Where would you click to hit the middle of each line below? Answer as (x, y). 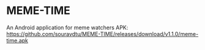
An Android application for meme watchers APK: (67, 27)
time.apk (17, 40)
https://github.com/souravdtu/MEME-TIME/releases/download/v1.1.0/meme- (102, 34)
